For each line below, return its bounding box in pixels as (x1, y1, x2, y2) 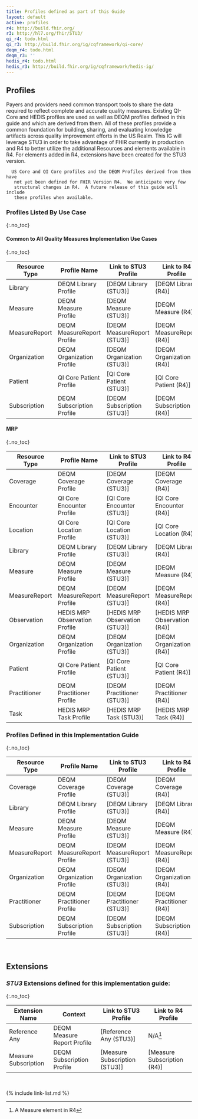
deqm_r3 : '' (6, 53, 35, 58)
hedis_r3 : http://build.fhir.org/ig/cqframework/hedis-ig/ (6, 63, 154, 70)
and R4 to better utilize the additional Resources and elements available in (6, 145, 186, 152)
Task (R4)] (155, 713, 184, 721)
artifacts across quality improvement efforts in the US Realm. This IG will (6, 132, 181, 139)
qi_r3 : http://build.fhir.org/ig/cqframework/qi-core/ (6, 42, 144, 48)
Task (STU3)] (106, 713, 144, 721)
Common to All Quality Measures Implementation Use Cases (6, 235, 157, 243)
